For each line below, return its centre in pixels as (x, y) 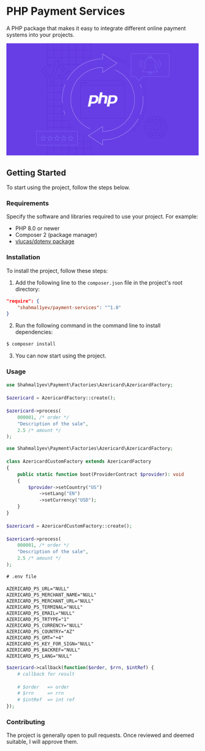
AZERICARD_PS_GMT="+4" (35, 638)
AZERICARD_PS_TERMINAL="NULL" (45, 607)
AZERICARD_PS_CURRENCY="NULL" (45, 626)
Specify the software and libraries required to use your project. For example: (102, 217)
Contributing (26, 722)
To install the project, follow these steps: (57, 271)
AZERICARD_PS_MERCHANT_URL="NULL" (50, 601)
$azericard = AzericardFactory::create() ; (61, 398)
